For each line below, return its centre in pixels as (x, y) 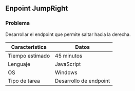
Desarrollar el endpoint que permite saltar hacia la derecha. (68, 34)
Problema (17, 23)
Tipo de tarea (24, 81)
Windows (66, 72)
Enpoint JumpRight (37, 8)
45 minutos (69, 56)
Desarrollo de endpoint (82, 81)
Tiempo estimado (29, 56)
